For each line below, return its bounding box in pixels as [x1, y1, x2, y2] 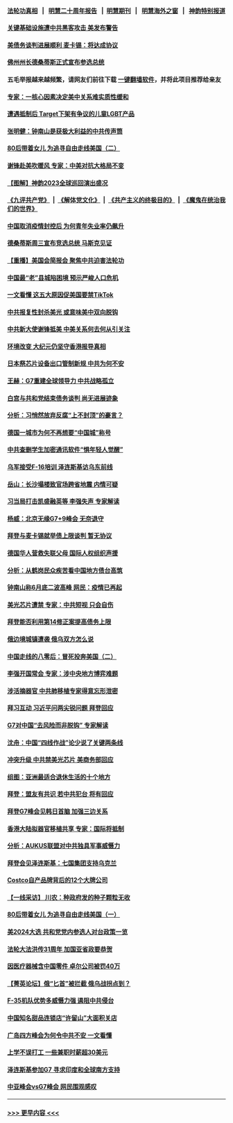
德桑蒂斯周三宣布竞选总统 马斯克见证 [7, 239, 112, 247]
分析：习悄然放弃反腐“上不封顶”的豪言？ [7, 411, 123, 420]
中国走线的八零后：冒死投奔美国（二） [7, 652, 116, 660]
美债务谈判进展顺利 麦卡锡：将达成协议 [7, 40, 119, 49]
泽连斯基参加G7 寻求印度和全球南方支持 [7, 1065, 120, 1074]
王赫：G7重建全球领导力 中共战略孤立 [7, 376, 114, 385]
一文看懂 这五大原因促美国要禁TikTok [7, 291, 114, 299]
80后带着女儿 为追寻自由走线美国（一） [7, 910, 120, 918]
